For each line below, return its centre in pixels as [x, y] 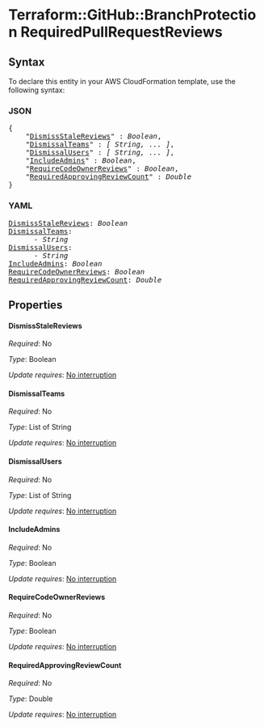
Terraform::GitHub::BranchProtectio [132, 15]
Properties [36, 305]
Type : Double [31, 699]
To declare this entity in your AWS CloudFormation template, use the [122, 81]
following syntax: [37, 90]
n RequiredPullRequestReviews [116, 32]
